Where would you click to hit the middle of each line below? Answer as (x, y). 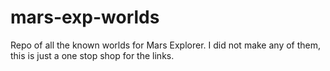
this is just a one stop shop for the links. (92, 55)
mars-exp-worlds (85, 17)
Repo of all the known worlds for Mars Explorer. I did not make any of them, (166, 45)
